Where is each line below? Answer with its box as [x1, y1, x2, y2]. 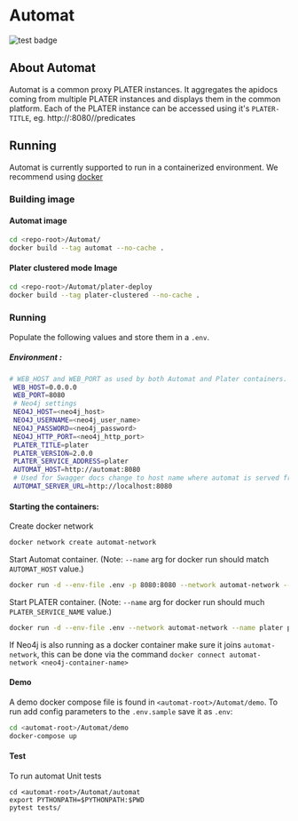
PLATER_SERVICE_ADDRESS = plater [12, 457, 129, 466]
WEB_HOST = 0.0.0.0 [12, 383, 77, 392]
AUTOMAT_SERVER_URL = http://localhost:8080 [12, 482, 173, 491]
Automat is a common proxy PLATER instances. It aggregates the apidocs [9, 84, 278, 94]
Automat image [9, 215, 67, 227]
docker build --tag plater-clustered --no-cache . [9, 291, 200, 299]
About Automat [9, 60, 96, 76]
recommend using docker [9, 171, 104, 182]
